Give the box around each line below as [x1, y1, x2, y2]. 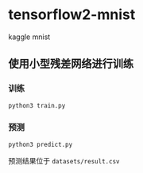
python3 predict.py [8, 140, 73, 148]
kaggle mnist [8, 32, 51, 41]
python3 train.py [8, 101, 66, 109]
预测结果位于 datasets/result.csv [8, 155, 120, 165]
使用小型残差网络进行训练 [8, 57, 133, 71]
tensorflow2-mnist [8, 6, 136, 24]
